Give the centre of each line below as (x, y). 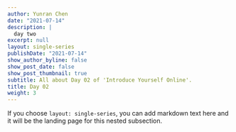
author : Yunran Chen (38, 14)
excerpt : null (28, 40)
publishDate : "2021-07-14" (47, 54)
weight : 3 (22, 93)
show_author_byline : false (47, 60)
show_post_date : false (41, 67)
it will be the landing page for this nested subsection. (85, 121)
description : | (30, 27)
